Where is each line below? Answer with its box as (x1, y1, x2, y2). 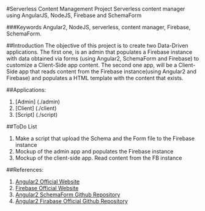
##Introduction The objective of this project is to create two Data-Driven (6, 42, 188, 49)
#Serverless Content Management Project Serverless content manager (6, 6, 185, 12)
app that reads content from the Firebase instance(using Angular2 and (19, 68, 197, 75)
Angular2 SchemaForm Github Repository (15, 191, 121, 198)
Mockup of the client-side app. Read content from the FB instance (15, 154, 182, 161)
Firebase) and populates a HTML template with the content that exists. (6, 75, 184, 81)
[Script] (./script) (15, 111, 58, 118)
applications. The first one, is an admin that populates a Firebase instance (6, 48, 193, 56)
